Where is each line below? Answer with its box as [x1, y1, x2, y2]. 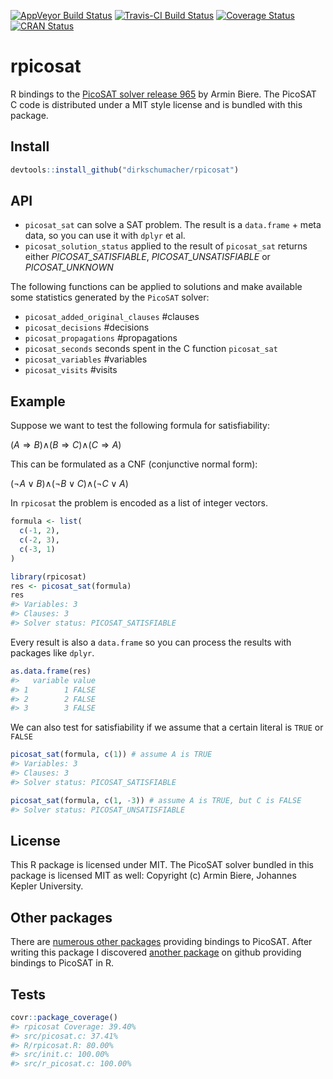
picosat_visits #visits [24, 364, 118, 376]
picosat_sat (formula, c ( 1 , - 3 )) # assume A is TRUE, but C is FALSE [10, 795, 302, 805]
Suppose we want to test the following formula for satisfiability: [10, 420, 270, 432]
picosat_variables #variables [24, 353, 148, 365]
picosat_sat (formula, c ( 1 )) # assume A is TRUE [10, 750, 213, 760]
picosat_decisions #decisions [24, 321, 150, 334]
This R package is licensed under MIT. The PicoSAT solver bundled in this [10, 859, 314, 871]
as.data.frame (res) [10, 666, 92, 676]
